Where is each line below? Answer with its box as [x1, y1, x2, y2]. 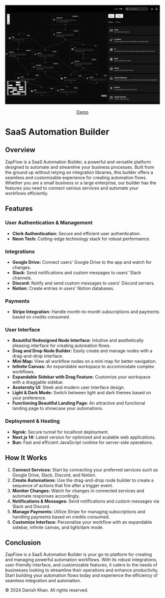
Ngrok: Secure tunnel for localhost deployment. [12, 429, 109, 435]
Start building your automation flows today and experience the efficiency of [5, 572, 158, 578]
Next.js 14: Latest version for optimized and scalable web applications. [12, 434, 156, 440]
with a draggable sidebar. [12, 379, 64, 385]
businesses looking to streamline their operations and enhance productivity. [5, 567, 159, 573]
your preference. [12, 395, 47, 401]
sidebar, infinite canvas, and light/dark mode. [12, 524, 104, 530]
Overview [5, 146, 36, 154]
